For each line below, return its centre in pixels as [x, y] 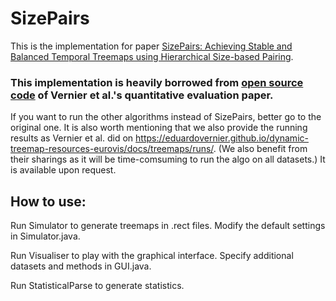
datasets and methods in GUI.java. [81, 266]
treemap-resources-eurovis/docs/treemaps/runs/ [112, 149]
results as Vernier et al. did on [72, 138]
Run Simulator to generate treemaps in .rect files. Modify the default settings [168, 226]
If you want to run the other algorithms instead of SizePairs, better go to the [166, 117]
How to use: [48, 201]
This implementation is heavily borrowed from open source [157, 82]
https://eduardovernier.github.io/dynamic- [222, 138]
